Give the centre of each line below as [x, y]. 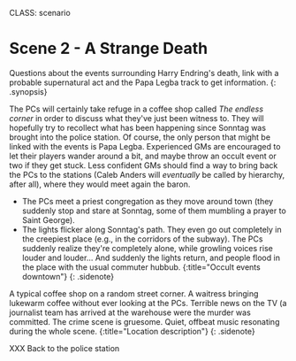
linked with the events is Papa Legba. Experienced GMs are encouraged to [145, 146]
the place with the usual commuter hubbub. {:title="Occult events [141, 267]
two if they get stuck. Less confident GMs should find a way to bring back [144, 165]
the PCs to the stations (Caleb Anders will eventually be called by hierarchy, [147, 174]
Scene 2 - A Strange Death [109, 49]
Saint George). [48, 219]
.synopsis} [28, 91]
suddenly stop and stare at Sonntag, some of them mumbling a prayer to [154, 211]
